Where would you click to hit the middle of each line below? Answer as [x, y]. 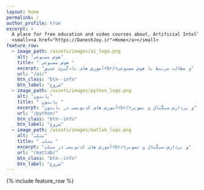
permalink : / [23, 18]
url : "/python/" [38, 113]
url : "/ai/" [32, 74]
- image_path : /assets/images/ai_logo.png [66, 51]
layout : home [23, 12]
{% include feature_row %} [40, 181]
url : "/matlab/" [38, 152]
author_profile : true [34, 23]
